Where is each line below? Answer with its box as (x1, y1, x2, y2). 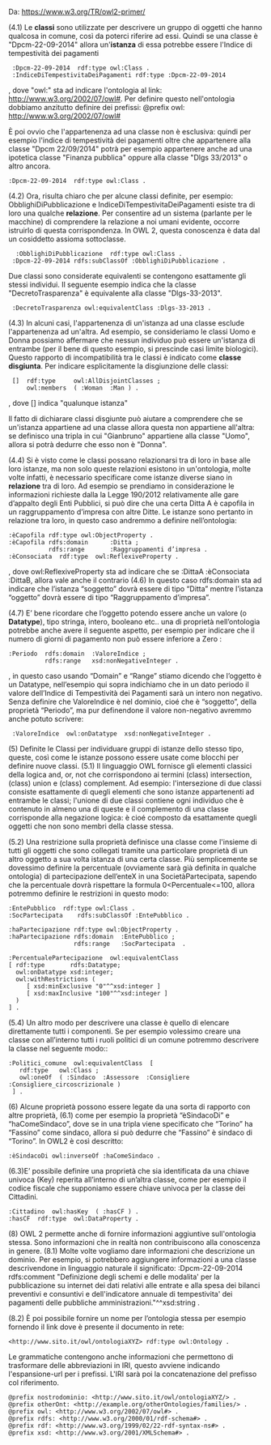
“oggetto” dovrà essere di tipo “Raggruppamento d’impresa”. (8, 593, 210, 602)
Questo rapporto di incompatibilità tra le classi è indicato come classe (8, 352, 242, 362)
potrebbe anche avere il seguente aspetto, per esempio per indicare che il (8, 625, 255, 635)
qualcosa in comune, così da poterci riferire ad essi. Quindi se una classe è (8, 32, 259, 40)
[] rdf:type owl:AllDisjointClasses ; (11, 377, 161, 385)
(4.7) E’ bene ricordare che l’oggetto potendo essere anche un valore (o (8, 608, 247, 618)
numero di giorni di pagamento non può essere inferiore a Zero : (8, 634, 222, 643)
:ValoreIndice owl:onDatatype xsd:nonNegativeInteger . (11, 730, 212, 738)
